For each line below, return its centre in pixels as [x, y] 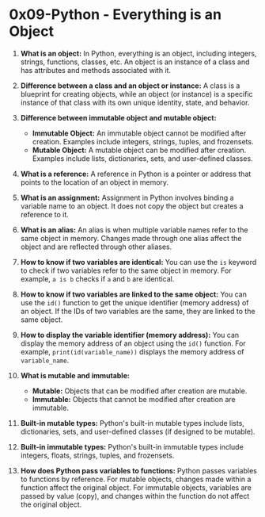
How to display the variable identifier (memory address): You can [130, 335]
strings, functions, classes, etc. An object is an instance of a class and [135, 62]
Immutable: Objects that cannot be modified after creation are [134, 399]
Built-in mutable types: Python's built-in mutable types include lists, [132, 423]
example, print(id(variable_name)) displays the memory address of [132, 351]
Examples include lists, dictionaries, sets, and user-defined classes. [142, 158]
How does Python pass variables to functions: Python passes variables [139, 470]
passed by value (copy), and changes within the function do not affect [135, 496]
